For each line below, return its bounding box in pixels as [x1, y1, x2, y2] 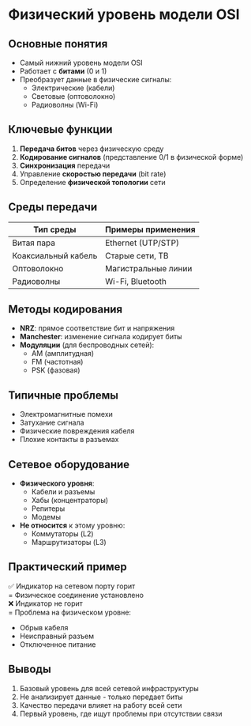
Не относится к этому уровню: [19, 520, 126, 531]
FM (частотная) [31, 357, 84, 367]
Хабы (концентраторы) [31, 496, 109, 505]
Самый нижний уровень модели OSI [19, 58, 144, 67]
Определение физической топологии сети [19, 177, 166, 187]
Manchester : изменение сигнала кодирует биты [19, 332, 183, 342]
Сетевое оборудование [8, 457, 130, 471]
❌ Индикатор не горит [8, 599, 83, 608]
